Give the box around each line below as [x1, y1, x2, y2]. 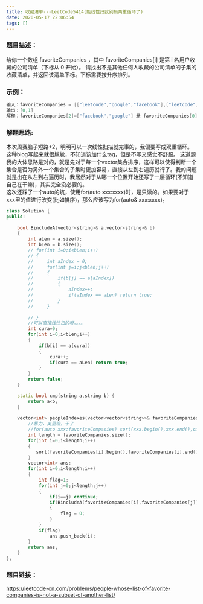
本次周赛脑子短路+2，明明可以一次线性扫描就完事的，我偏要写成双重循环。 [6, 143, 193, 150]
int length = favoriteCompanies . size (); [28, 432, 131, 438]
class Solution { [6, 208, 50, 214]
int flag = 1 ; [38, 477, 69, 483]
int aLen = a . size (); [28, 236, 83, 242]
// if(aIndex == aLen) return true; [28, 292, 153, 299]
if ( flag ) [38, 527, 61, 533]
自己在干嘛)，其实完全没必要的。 [6, 180, 88, 188]
